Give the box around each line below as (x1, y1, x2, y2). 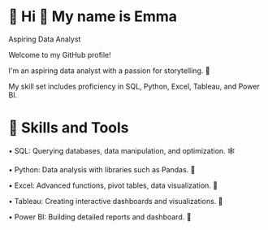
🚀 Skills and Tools (8, 119, 129, 137)
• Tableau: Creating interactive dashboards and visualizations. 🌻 (8, 196, 223, 206)
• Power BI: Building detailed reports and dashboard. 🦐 (8, 211, 192, 222)
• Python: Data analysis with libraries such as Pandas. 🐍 (8, 164, 196, 174)
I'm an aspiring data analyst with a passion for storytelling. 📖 (8, 65, 210, 76)
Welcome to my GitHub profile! (8, 50, 111, 59)
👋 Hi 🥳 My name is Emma (8, 7, 177, 26)
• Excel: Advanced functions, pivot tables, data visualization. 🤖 (8, 180, 218, 190)
